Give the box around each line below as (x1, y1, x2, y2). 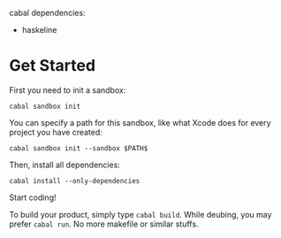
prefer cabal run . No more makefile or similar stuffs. (9, 219, 199, 229)
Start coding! (9, 192, 57, 203)
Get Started (9, 56, 95, 76)
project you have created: (9, 127, 103, 137)
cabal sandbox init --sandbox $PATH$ (9, 143, 148, 153)
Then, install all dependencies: (9, 159, 121, 170)
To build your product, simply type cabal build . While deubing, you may (9, 209, 272, 219)
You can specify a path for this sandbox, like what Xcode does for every (9, 117, 271, 127)
